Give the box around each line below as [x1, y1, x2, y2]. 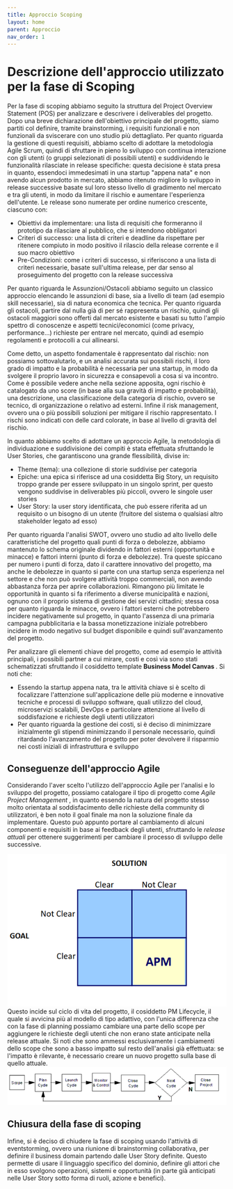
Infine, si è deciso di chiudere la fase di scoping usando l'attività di [7, 1137, 198, 1145]
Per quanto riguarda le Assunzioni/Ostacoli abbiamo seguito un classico [7, 284, 214, 292]
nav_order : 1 [7, 33, 45, 40]
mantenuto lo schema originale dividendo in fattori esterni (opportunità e [7, 545, 216, 553]
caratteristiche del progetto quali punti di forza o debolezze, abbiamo [7, 538, 206, 546]
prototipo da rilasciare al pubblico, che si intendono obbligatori [17, 226, 197, 235]
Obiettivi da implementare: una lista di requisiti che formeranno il [17, 219, 203, 228]
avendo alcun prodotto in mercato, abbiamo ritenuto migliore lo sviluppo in [7, 176, 220, 184]
